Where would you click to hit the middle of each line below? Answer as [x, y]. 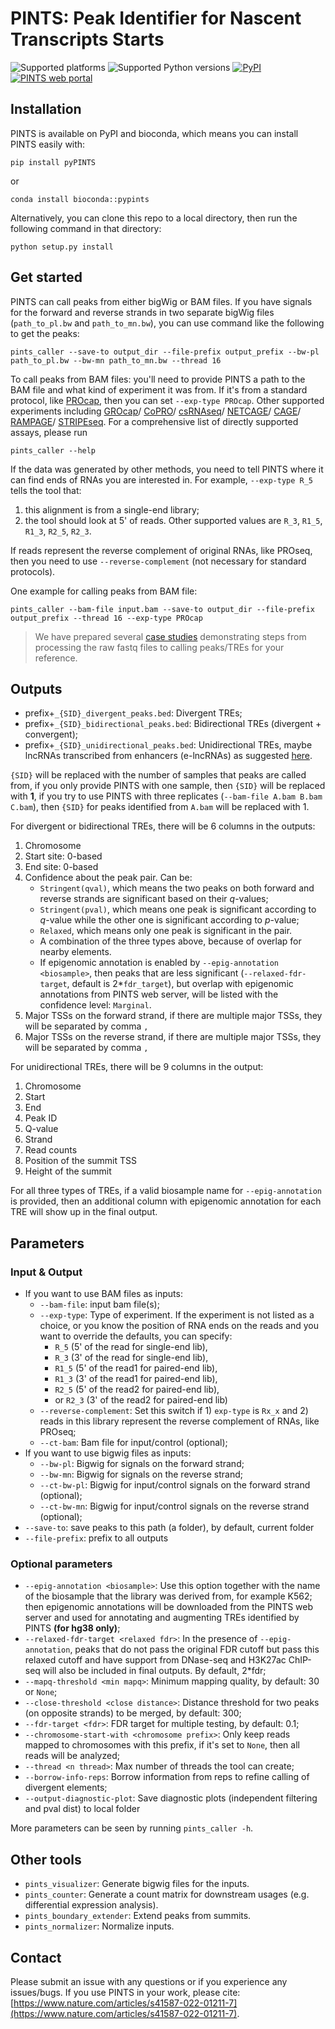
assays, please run [49, 432]
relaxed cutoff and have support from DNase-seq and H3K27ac [155, 1660]
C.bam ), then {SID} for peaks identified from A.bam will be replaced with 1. [160, 807]
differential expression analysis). [91, 1905]
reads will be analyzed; [72, 1756]
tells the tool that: [46, 490]
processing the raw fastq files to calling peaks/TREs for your [159, 647]
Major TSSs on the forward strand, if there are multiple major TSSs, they [173, 1016]
